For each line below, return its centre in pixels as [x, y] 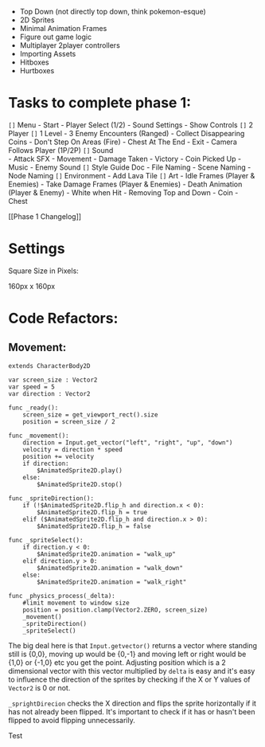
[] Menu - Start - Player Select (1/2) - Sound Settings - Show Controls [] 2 [131, 125]
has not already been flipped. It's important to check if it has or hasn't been [132, 711]
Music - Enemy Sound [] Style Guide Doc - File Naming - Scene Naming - [130, 167]
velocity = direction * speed [73, 449]
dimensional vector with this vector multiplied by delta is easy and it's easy [132, 671]
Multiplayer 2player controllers [70, 45]
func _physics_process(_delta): [62, 596]
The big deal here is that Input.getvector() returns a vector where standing [132, 645]
